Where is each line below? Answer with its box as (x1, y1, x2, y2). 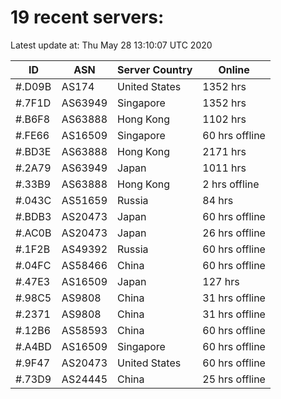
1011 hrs (202, 161, 247, 175)
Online (218, 62, 250, 76)
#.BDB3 (15, 209, 52, 223)
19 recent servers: (10, 6, 165, 29)
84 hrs (202, 193, 234, 207)
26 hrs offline (202, 226, 266, 240)
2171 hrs (202, 144, 247, 158)
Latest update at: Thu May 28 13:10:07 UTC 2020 (10, 39, 213, 51)
